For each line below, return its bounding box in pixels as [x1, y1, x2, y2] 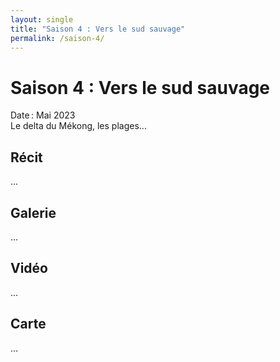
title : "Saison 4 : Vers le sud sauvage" [10, 24, 186, 34]
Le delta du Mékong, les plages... [10, 120, 147, 132]
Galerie [10, 204, 57, 221]
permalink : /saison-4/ [10, 33, 105, 43]
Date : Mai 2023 [10, 109, 76, 121]
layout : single [10, 14, 74, 25]
